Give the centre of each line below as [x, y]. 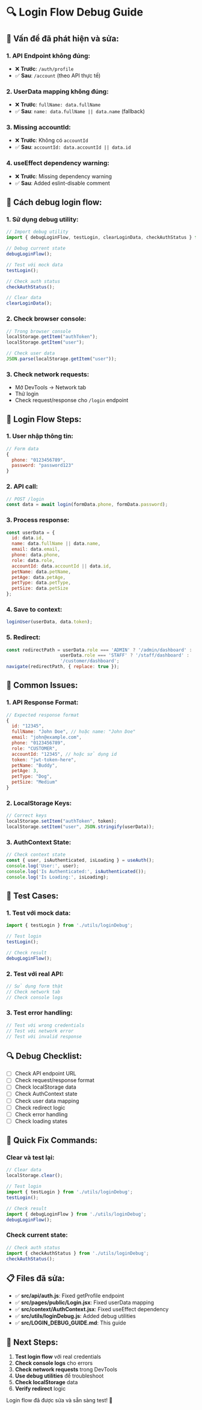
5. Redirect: [23, 637]
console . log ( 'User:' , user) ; [43, 866]
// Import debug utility [37, 232]
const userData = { [31, 533]
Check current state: [37, 1235]
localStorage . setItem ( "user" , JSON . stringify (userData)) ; [80, 827]
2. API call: [22, 487]
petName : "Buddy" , [35, 765]
